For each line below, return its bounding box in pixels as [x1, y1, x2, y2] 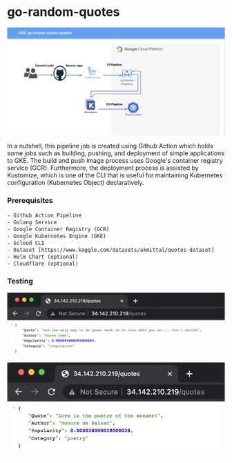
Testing [7, 277, 33, 286]
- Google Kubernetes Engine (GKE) [7, 233, 107, 240]
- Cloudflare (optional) [7, 260, 79, 268]
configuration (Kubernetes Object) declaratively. [7, 178, 144, 186]
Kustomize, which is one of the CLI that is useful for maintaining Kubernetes [7, 170, 223, 179]
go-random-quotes [7, 4, 120, 20]
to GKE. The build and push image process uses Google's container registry [7, 156, 223, 164]
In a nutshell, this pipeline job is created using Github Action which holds [7, 141, 214, 150]
